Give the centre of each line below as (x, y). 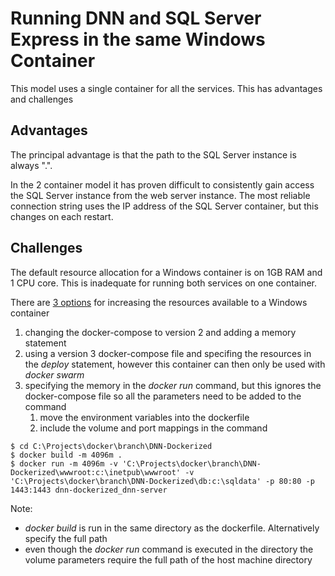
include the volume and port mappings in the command (153, 428)
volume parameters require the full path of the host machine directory (168, 559)
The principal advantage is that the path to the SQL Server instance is (153, 154)
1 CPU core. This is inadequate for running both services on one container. (163, 283)
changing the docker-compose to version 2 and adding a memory (160, 332)
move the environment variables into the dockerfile (144, 417)
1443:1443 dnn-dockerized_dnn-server (89, 490)
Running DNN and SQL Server (136, 18)
